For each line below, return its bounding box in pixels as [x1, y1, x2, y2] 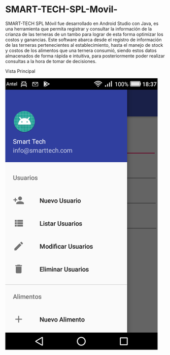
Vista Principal [5, 68, 36, 74]
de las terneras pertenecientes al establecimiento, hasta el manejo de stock [5, 42, 163, 48]
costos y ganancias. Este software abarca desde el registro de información [5, 37, 162, 43]
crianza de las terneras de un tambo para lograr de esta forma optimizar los [5, 31, 163, 37]
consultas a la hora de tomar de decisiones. [5, 58, 97, 64]
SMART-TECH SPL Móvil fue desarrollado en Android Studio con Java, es [5, 20, 159, 26]
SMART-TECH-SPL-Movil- [5, 4, 118, 15]
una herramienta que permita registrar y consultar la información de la [5, 25, 152, 32]
